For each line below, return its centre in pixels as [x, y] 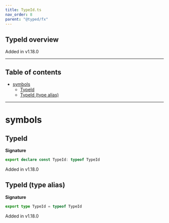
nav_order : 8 [19, 15]
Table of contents [33, 72]
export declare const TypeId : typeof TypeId [53, 160]
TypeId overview [32, 39]
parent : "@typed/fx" [27, 19]
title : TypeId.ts [23, 10]
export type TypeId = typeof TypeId [44, 206]
